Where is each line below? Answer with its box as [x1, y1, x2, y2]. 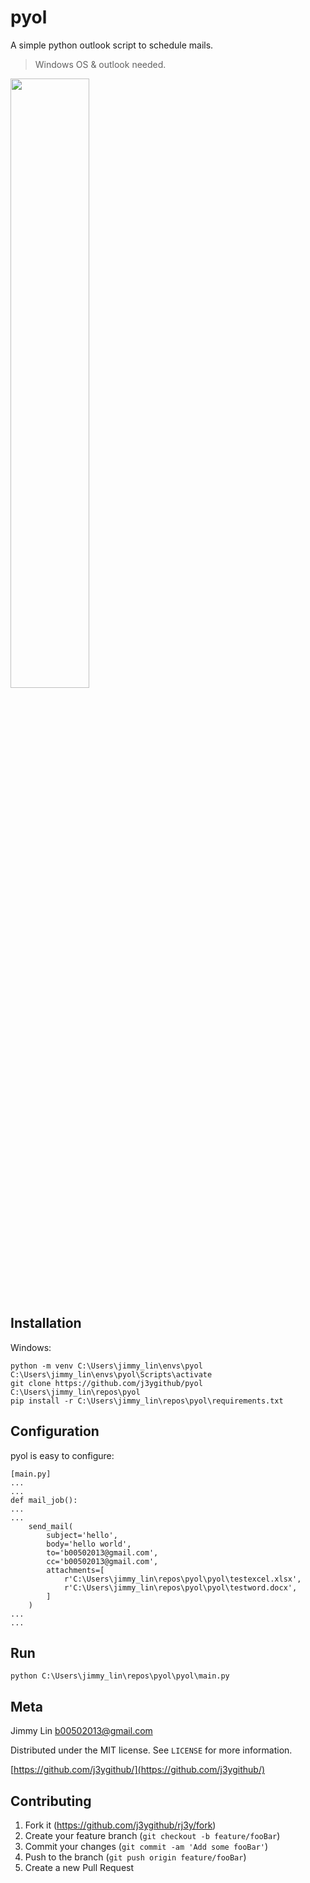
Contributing [10, 1792, 92, 1810]
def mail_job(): [10, 1495, 78, 1505]
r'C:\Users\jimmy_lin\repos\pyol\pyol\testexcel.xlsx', [63, 1574, 302, 1584]
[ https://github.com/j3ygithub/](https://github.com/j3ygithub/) [10, 1764, 266, 1776]
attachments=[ [46, 1565, 105, 1575]
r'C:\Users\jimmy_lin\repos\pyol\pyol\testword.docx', [63, 1582, 298, 1593]
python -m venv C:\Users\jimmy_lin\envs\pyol [10, 1361, 203, 1371]
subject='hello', [46, 1530, 118, 1540]
